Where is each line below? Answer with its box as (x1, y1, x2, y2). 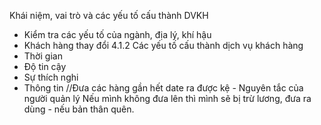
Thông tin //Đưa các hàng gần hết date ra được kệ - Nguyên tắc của (23, 82, 304, 94)
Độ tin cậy (23, 61, 67, 72)
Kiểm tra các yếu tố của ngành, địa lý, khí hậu (23, 29, 212, 40)
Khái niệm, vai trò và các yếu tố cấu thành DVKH (9, 10, 209, 21)
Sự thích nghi (23, 71, 79, 83)
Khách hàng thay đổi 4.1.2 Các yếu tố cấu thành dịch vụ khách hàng (23, 40, 304, 51)
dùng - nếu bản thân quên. (23, 103, 135, 115)
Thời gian (23, 50, 63, 62)
